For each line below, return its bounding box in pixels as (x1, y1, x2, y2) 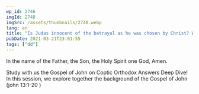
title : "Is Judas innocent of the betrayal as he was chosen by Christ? (6, 31, 190, 36)
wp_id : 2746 (6, 8, 36, 15)
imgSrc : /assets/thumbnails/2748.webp (6, 19, 102, 25)
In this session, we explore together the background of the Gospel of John (6, 75, 188, 82)
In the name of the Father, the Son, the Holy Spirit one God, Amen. (6, 57, 168, 65)
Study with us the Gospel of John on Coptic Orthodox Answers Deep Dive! (6, 69, 188, 76)
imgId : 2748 (6, 14, 36, 20)
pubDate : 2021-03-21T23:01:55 (6, 36, 81, 42)
